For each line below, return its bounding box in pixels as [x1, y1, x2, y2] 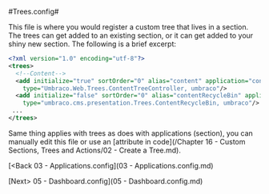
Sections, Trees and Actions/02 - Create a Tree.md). [8, 145, 182, 155]
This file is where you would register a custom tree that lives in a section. [8, 22, 249, 31]
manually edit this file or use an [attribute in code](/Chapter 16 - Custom [8, 137, 246, 146]
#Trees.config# [8, 7, 59, 16]
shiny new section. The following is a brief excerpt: [8, 39, 176, 49]
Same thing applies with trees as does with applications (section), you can [8, 128, 254, 138]
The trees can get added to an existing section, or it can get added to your [8, 31, 254, 40]
